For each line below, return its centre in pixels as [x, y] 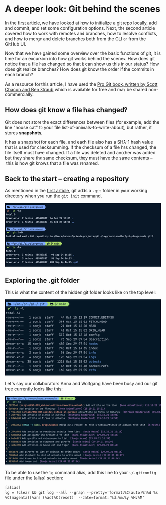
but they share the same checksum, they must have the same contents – [79, 158]
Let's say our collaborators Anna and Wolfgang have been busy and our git [81, 383]
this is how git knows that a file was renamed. [53, 163]
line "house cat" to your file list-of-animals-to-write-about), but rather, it [79, 127]
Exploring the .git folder [42, 280]
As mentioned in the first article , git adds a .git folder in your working [76, 190]
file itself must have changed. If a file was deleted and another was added [80, 152]
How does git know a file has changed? [66, 110]
